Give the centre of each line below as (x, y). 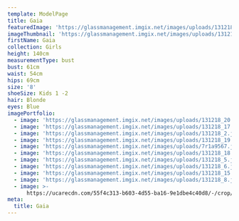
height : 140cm (28, 54)
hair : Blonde (27, 101)
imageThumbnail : (31, 34)
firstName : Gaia (31, 41)
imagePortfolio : (31, 113)
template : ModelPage (38, 14)
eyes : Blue (23, 107)
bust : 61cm (23, 67)
